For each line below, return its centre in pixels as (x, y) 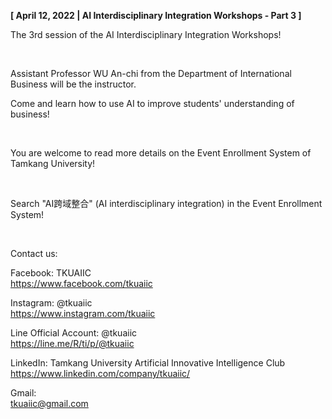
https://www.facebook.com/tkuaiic (81, 283)
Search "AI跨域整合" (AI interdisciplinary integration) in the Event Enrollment (166, 203)
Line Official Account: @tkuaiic (74, 333)
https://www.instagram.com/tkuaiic (83, 313)
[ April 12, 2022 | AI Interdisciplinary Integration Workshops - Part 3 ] (156, 15)
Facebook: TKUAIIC (51, 273)
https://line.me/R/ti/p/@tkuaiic (72, 343)
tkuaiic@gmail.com (49, 403)
